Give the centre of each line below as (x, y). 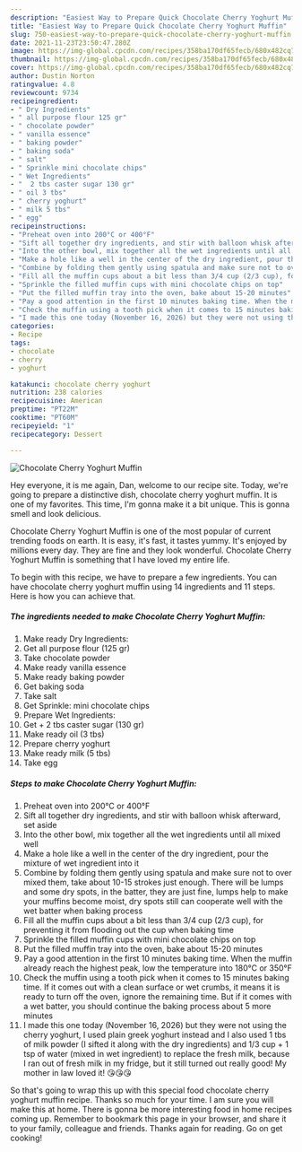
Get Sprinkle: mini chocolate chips (86, 706)
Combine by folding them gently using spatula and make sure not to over (157, 873)
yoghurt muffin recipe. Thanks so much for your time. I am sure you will (142, 1100)
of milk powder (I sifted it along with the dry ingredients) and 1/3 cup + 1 (156, 1044)
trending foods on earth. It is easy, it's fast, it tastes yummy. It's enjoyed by (149, 540)
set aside (40, 825)
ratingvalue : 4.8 (43, 84)
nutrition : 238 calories (56, 393)
